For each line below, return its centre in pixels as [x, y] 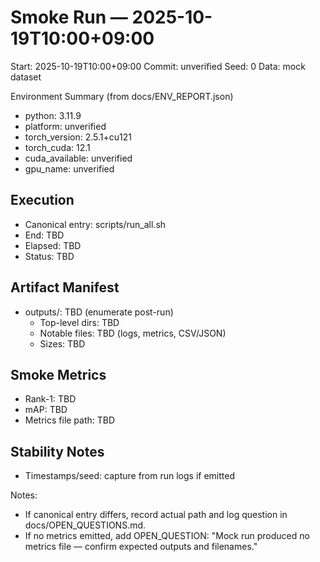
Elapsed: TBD [53, 245]
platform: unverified [65, 126]
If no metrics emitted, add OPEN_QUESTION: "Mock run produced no [167, 536]
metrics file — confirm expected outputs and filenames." [141, 547]
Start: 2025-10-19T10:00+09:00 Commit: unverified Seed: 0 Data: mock [158, 66]
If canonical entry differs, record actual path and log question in [156, 515]
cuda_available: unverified [78, 158]
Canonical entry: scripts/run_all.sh [95, 224]
